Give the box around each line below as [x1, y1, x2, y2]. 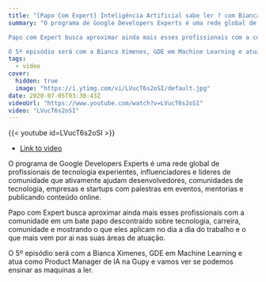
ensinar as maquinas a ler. [8, 265, 93, 275]
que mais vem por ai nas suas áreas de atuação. [8, 233, 166, 242]
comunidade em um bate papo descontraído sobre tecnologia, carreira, [8, 216, 241, 226]
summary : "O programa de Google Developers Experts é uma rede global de [8, 19, 257, 27]
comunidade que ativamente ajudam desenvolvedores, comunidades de [8, 176, 244, 185]
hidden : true [15, 77, 59, 85]
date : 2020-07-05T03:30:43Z [8, 92, 101, 100]
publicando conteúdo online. [8, 192, 101, 202]
